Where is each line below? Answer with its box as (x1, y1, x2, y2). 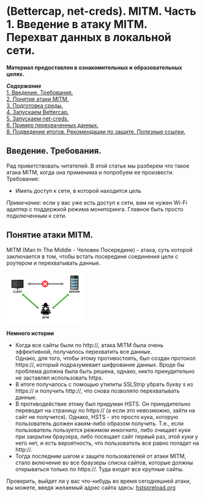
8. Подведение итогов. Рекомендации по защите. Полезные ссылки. (6, 128, 185, 135)
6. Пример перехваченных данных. (6, 121, 99, 128)
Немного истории (6, 329, 54, 337)
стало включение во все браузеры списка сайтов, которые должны (15, 459, 193, 466)
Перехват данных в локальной (6, 31, 171, 44)
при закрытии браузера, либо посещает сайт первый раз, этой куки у (15, 432, 198, 440)
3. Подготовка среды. (6, 101, 63, 109)
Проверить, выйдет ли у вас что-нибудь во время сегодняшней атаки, (6, 477, 192, 485)
